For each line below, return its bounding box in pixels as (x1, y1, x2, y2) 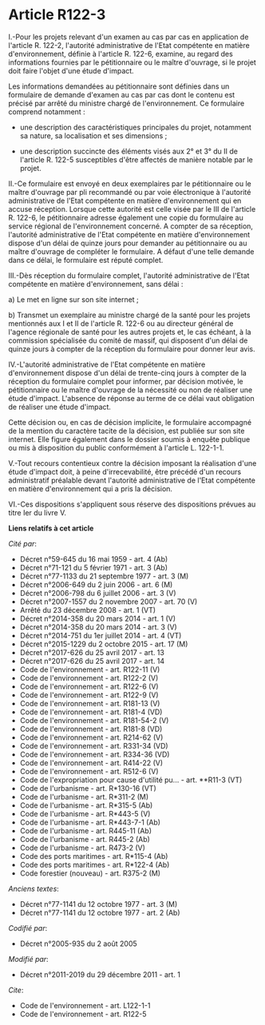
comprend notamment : (8, 106, 85, 117)
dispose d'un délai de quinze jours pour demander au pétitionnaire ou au (8, 238, 247, 248)
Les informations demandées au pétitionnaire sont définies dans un (8, 81, 230, 91)
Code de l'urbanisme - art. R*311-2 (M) (19, 792, 149, 801)
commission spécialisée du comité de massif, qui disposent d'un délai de (8, 336, 248, 345)
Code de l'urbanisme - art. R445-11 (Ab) (19, 825, 152, 836)
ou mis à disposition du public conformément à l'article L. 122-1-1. (8, 443, 225, 452)
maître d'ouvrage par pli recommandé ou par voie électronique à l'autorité (8, 187, 251, 197)
